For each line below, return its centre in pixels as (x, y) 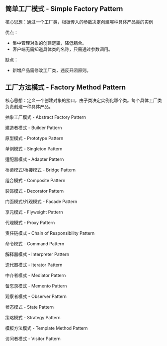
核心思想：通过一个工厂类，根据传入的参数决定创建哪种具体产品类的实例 (79, 22)
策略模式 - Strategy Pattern (33, 317)
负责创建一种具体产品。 (29, 106)
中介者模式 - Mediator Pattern (36, 275)
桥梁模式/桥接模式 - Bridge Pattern (41, 170)
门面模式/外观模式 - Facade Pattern (41, 201)
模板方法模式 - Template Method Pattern (46, 328)
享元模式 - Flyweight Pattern (34, 212)
